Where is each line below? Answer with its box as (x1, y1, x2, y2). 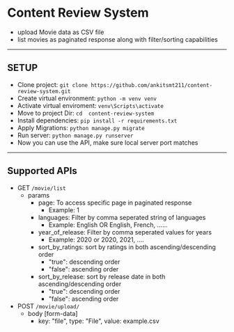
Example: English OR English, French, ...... (48, 221, 169, 229)
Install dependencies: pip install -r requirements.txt (17, 116, 178, 125)
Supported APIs (7, 165, 78, 177)
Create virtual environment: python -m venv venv (17, 94, 157, 102)
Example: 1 (48, 205, 80, 214)
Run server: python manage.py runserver (17, 131, 134, 139)
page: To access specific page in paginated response (38, 198, 192, 207)
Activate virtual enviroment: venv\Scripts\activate (17, 101, 164, 109)
